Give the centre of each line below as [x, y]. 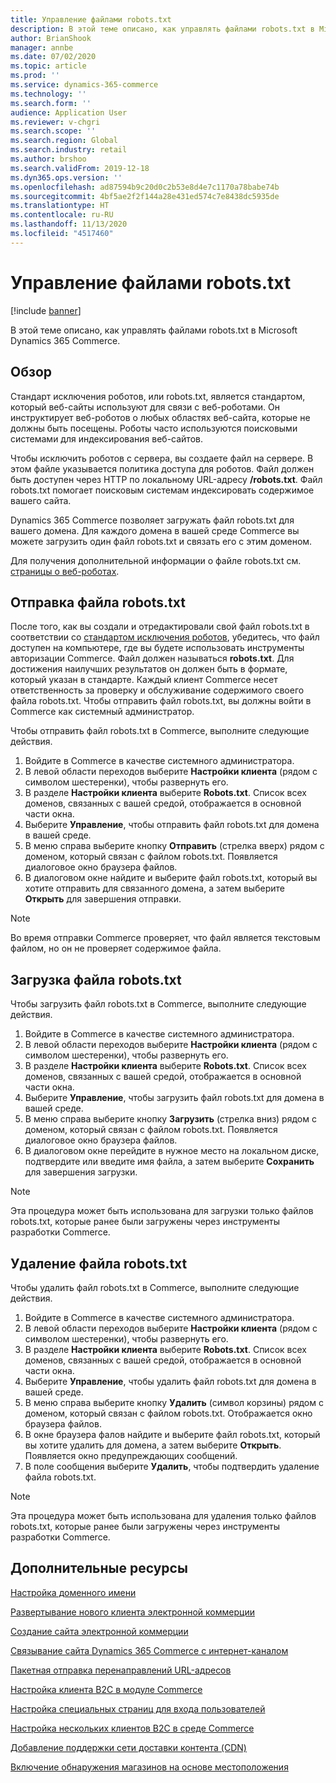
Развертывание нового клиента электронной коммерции [132, 1612]
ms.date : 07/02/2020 [53, 57]
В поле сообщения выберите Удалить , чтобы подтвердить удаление [172, 1466]
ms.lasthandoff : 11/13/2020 [69, 224]
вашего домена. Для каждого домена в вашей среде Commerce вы [155, 530]
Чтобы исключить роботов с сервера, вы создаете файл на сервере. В [162, 458]
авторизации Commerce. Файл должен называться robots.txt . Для [152, 658]
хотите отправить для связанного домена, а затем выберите [154, 888]
